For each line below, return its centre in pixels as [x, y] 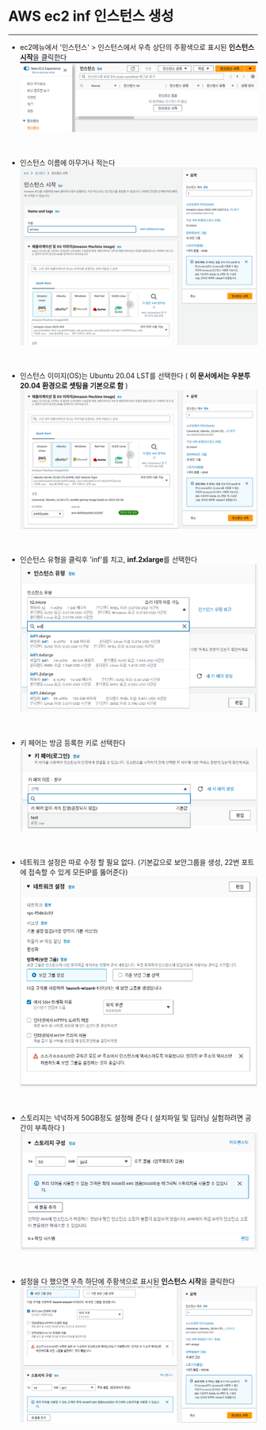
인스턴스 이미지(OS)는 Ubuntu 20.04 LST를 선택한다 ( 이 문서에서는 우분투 [135, 376]
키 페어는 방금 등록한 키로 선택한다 [72, 743]
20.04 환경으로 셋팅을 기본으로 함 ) [74, 386]
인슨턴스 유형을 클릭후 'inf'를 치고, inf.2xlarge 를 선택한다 [108, 559]
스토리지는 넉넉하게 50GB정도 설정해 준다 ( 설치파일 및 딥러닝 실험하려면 [131, 1118]
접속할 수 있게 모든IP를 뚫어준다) [78, 872]
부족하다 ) [50, 1128]
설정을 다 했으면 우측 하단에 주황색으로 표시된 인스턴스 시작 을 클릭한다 [127, 1282]
